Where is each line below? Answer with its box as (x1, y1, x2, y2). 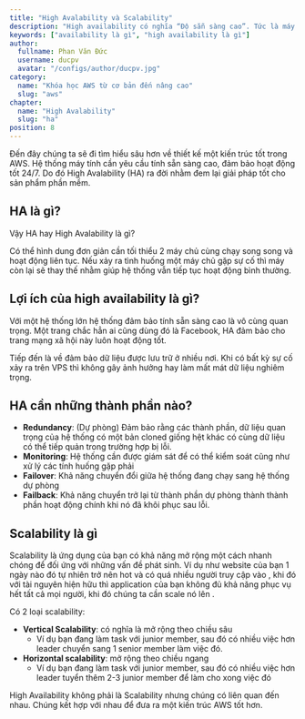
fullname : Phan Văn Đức (17, 47, 107, 56)
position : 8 (9, 124, 55, 133)
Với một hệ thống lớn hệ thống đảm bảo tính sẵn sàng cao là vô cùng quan (9, 315, 289, 326)
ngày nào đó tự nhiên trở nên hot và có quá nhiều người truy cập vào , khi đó (9, 570, 297, 581)
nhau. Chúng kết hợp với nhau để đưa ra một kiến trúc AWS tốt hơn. (9, 700, 263, 711)
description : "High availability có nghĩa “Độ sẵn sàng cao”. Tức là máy (9, 22, 296, 31)
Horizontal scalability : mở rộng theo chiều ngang (22, 653, 209, 664)
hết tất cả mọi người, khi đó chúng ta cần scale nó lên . (9, 589, 216, 600)
